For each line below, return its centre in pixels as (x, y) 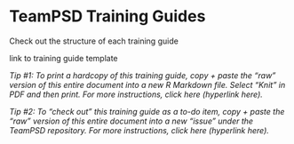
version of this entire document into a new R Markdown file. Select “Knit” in (147, 84)
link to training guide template (64, 58)
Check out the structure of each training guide (94, 41)
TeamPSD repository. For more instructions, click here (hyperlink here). (139, 130)
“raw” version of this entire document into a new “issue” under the (131, 121)
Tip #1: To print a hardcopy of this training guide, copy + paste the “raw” (143, 75)
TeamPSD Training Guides (107, 16)
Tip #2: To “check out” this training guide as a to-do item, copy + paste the (147, 111)
